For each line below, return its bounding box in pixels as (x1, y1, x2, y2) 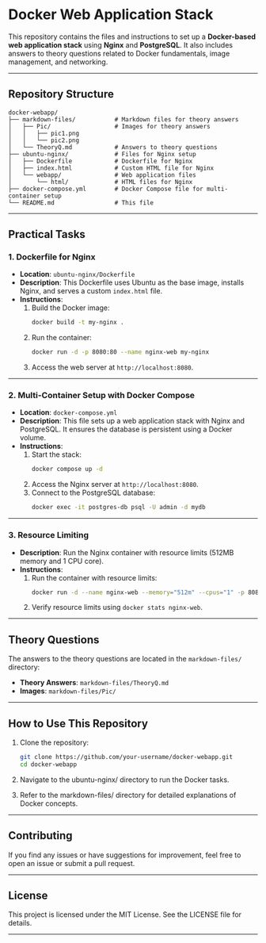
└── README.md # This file (8, 198, 154, 207)
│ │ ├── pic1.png (8, 129, 80, 137)
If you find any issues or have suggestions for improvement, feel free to (8, 850, 241, 860)
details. (8, 918, 32, 928)
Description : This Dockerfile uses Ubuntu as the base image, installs (19, 278, 245, 287)
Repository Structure (8, 87, 115, 101)
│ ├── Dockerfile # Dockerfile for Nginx (8, 157, 193, 165)
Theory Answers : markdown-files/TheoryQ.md (19, 678, 169, 688)
